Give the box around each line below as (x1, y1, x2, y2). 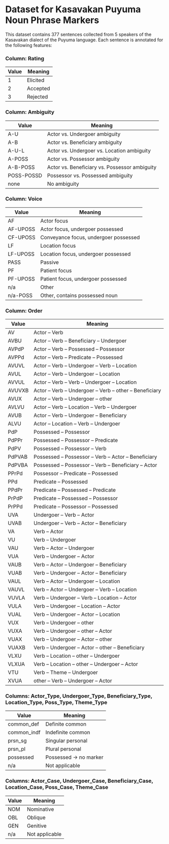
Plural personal (45, 746, 81, 753)
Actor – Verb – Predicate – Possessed (33, 354, 123, 361)
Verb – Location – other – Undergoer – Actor (33, 661, 138, 668)
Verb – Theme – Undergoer (33, 669, 98, 676)
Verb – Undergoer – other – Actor (33, 628, 113, 635)
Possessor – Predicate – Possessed (33, 470, 118, 477)
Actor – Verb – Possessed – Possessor (33, 345, 125, 353)
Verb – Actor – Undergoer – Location (33, 578, 120, 585)
